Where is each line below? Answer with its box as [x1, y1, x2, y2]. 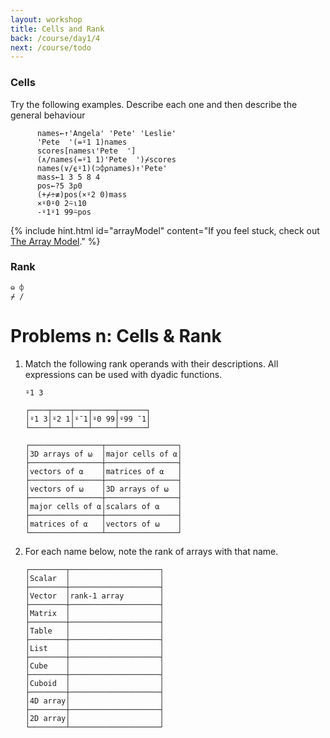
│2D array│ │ [24, 713, 165, 723]
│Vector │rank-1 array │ [24, 591, 165, 601]
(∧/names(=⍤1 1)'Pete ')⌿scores [36, 154, 177, 165]
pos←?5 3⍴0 [36, 181, 83, 191]
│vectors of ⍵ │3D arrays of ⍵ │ [24, 484, 183, 494]
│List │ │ [24, 643, 165, 653]
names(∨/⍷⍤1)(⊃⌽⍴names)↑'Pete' [36, 163, 168, 173]
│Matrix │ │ [24, 608, 165, 618]
